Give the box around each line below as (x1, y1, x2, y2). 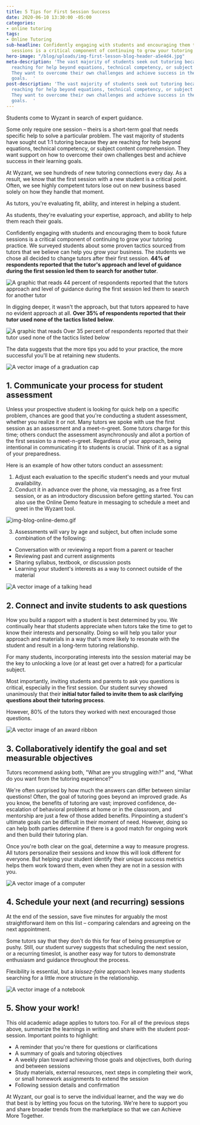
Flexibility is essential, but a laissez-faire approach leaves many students (6, 968, 186, 975)
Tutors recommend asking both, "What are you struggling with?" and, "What (6, 769, 193, 776)
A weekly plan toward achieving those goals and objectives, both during (14, 1056, 192, 1063)
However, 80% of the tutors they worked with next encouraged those (6, 708, 176, 716)
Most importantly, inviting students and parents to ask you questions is (6, 678, 180, 685)
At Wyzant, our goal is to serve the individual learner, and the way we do (6, 1093, 184, 1100)
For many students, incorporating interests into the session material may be (6, 653, 192, 661)
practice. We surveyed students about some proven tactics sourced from (6, 241, 186, 249)
